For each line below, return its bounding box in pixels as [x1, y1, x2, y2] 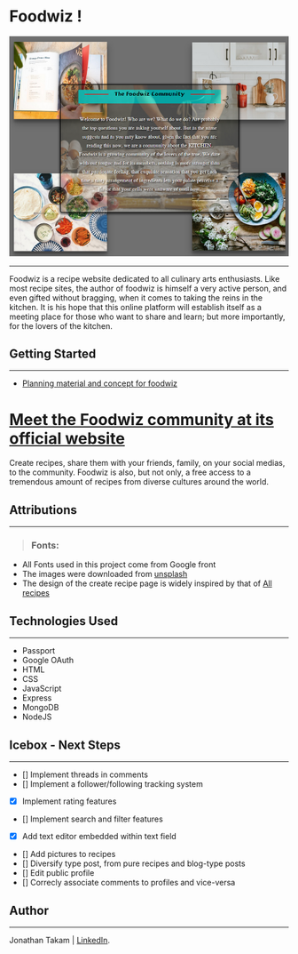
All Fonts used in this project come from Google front [21, 559, 216, 570]
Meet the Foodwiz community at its [9, 409, 275, 429]
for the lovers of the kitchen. [9, 320, 113, 331]
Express [21, 693, 52, 703]
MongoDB [21, 702, 59, 713]
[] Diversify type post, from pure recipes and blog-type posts [21, 858, 246, 869]
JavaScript [21, 683, 62, 694]
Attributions [9, 502, 78, 517]
